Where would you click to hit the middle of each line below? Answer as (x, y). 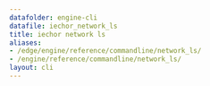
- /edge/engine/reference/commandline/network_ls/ (105, 51)
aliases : (25, 43)
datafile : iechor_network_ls (63, 26)
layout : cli (31, 68)
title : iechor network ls (57, 34)
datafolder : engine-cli (54, 17)
